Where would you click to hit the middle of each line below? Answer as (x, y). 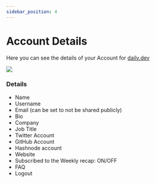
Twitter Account (35, 135)
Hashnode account (38, 148)
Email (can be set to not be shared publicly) (68, 110)
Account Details (47, 41)
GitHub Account (35, 141)
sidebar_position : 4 (32, 12)
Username (27, 103)
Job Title (26, 129)
